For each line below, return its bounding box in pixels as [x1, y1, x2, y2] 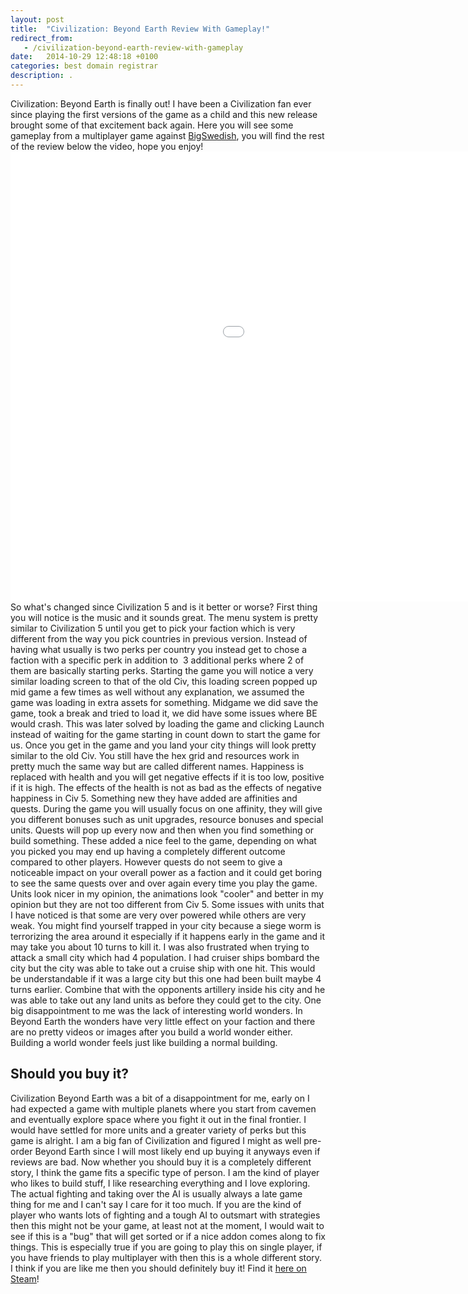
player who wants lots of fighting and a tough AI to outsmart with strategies [10, 1209, 321, 1221]
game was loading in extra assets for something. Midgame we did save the [10, 696, 319, 708]
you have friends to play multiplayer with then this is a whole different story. [10, 1251, 323, 1263]
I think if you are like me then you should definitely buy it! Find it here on [10, 1262, 307, 1274]
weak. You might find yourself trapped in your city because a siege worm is [10, 919, 322, 931]
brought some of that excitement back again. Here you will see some [10, 119, 294, 131]
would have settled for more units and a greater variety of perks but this [10, 1124, 307, 1136]
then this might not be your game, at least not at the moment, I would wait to [10, 1219, 325, 1231]
